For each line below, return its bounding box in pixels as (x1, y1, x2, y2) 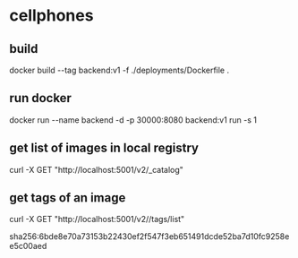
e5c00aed (9, 241, 47, 252)
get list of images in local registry (9, 141, 200, 156)
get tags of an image (9, 190, 126, 206)
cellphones (9, 5, 94, 26)
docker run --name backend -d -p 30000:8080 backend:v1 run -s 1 (9, 114, 258, 125)
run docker (9, 90, 72, 106)
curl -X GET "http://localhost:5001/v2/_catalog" (9, 164, 183, 175)
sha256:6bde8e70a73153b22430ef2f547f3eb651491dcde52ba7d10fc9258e (9, 231, 290, 242)
